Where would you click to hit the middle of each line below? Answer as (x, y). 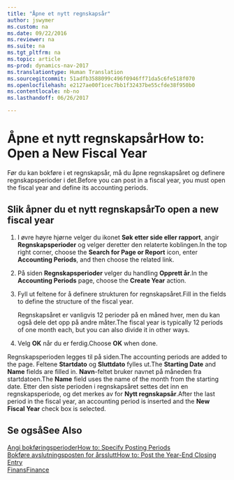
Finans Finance (28, 470)
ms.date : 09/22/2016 (37, 33)
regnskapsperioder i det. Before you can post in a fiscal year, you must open (116, 180)
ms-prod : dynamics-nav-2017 (48, 66)
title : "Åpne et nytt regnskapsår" (59, 14)
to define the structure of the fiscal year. (75, 301)
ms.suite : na (26, 46)
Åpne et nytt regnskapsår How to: (106, 138)
